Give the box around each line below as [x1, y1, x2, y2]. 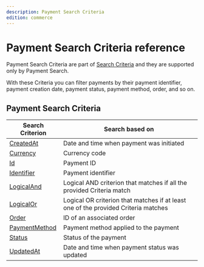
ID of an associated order [63, 213, 135, 222]
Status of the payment [63, 234, 126, 242]
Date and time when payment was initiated [63, 139, 185, 148]
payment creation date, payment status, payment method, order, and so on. [6, 86, 195, 93]
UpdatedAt [9, 247, 41, 255]
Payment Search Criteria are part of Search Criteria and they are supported [6, 61, 194, 68]
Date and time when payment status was [63, 243, 179, 252]
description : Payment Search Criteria [6, 9, 104, 15]
